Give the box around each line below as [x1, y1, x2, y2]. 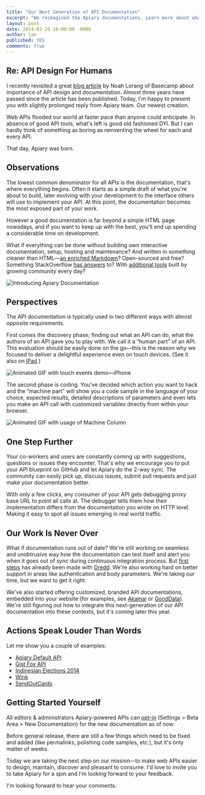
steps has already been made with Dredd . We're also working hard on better [6, 563, 198, 571]
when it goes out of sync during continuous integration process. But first [6, 557, 189, 564]
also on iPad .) [6, 357, 41, 364]
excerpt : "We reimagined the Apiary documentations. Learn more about [6, 15, 190, 21]
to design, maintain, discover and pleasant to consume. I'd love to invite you [6, 763, 197, 771]
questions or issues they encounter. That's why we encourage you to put [6, 459, 190, 467]
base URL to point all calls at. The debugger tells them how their [6, 497, 168, 505]
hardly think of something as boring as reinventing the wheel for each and [6, 126, 192, 133]
